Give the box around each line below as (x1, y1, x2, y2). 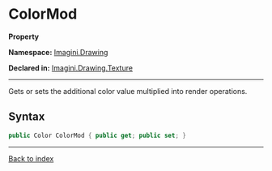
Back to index (8, 153, 54, 163)
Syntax (8, 110, 45, 124)
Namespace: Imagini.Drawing (8, 47, 108, 57)
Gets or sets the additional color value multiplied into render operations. (8, 86, 248, 96)
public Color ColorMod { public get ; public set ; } (8, 131, 186, 139)
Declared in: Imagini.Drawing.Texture (8, 62, 134, 73)
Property (8, 32, 40, 41)
